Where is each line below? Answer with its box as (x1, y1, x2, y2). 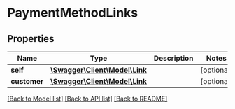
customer (10, 77, 44, 86)
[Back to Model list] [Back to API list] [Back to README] (7, 94, 168, 103)
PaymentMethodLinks (7, 5, 138, 21)
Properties (7, 33, 55, 45)
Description (153, 54, 194, 63)
